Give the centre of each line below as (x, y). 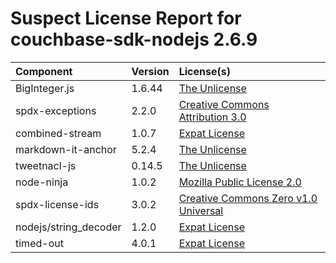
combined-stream (58, 133)
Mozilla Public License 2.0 (240, 182)
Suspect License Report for (126, 18)
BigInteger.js (45, 88)
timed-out (39, 243)
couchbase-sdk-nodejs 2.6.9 (134, 39)
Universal (201, 210)
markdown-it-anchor (66, 149)
